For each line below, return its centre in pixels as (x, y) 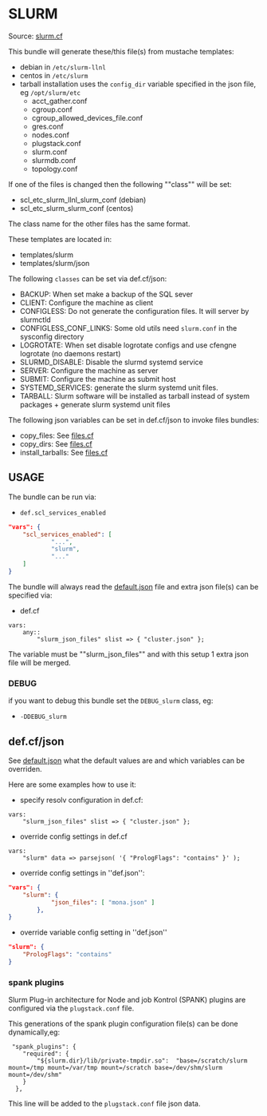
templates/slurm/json (55, 263)
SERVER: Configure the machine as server (89, 370)
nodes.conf (51, 135)
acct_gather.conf (59, 101)
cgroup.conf (52, 109)
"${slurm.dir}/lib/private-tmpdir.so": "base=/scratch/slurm (142, 1061)
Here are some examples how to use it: (73, 784)
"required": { (46, 1054)
